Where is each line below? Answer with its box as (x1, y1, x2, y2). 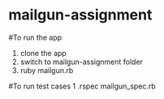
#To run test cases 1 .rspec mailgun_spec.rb (8, 81, 156, 91)
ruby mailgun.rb (19, 65, 74, 75)
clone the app (19, 48, 67, 58)
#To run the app (8, 32, 63, 42)
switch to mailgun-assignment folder (19, 57, 144, 67)
